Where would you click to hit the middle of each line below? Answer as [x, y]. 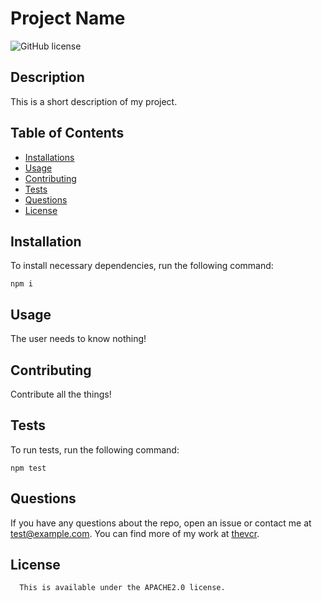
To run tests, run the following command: [95, 449]
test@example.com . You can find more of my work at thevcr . [135, 533]
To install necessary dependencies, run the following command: [142, 266]
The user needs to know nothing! [78, 339]
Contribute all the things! [61, 394]
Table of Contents [67, 133]
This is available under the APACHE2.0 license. [122, 588]
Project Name [68, 18]
